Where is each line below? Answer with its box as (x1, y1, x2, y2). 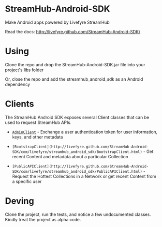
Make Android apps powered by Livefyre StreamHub (5, 19, 110, 25)
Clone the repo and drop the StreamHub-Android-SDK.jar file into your (5, 61, 146, 67)
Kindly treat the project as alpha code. (5, 216, 81, 222)
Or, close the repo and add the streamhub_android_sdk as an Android (5, 76, 144, 82)
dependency (5, 81, 30, 87)
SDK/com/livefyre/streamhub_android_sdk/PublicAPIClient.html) (12, 169, 143, 174)
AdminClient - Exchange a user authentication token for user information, (12, 129, 158, 135)
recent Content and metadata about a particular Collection (12, 153, 129, 159)
